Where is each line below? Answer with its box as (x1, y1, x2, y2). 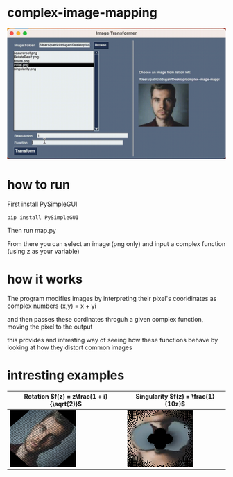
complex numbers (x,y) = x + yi (7, 302, 97, 310)
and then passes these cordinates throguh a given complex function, (7, 315, 204, 324)
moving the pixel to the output (7, 322, 93, 331)
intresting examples (7, 367, 125, 383)
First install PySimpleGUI (7, 200, 78, 209)
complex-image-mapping (7, 5, 157, 21)
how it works (7, 272, 83, 287)
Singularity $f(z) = (135, 392, 191, 401)
